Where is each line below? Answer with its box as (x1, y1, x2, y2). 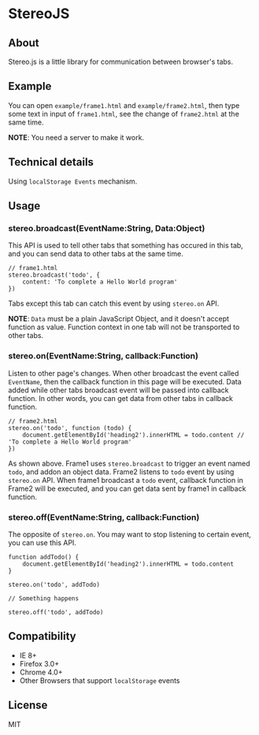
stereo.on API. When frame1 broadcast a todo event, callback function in (8, 475, 244, 484)
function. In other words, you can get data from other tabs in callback (8, 393, 234, 403)
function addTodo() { (8, 553, 80, 561)
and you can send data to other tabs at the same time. (8, 249, 183, 258)
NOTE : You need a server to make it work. (8, 132, 144, 142)
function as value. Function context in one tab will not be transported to (8, 322, 240, 332)
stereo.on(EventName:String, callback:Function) (8, 351, 199, 362)
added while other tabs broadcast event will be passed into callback (8, 385, 229, 395)
